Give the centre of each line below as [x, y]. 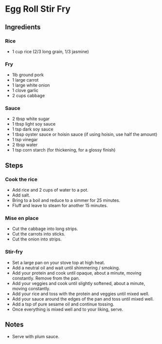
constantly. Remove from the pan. [46, 278]
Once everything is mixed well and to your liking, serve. [67, 309]
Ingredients [23, 27]
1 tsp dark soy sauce [33, 129]
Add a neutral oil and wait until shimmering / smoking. [66, 268]
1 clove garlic [25, 90]
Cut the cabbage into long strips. [45, 229]
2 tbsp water [25, 145]
